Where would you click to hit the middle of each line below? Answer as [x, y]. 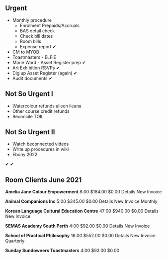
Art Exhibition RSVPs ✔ [36, 68]
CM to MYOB [26, 52]
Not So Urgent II [30, 132]
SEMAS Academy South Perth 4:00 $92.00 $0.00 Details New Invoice [78, 226]
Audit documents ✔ [32, 78]
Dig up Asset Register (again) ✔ [45, 73]
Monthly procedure [32, 20]
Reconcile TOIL [28, 116]
